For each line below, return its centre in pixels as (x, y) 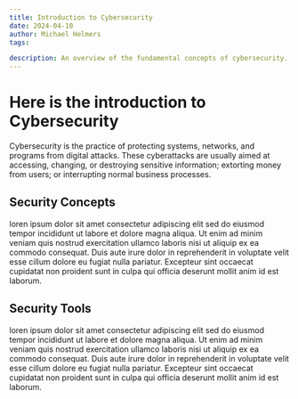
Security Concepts (62, 203)
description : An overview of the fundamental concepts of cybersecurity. (149, 59)
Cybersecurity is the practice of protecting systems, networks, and (132, 146)
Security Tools (50, 309)
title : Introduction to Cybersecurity (81, 17)
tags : (19, 42)
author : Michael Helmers (55, 34)
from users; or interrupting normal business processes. (110, 175)
